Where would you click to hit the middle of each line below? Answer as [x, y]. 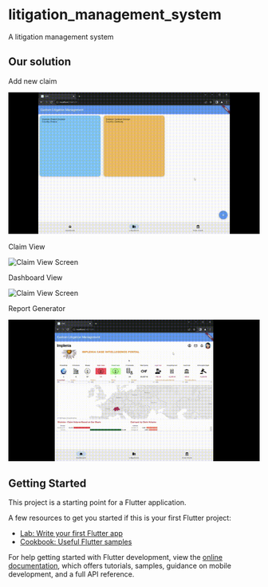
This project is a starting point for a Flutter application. [97, 502]
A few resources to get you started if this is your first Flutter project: [120, 518]
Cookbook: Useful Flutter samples [76, 542]
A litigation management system [61, 37]
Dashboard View [35, 278]
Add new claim [33, 81]
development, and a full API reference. [71, 574]
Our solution [40, 62]
